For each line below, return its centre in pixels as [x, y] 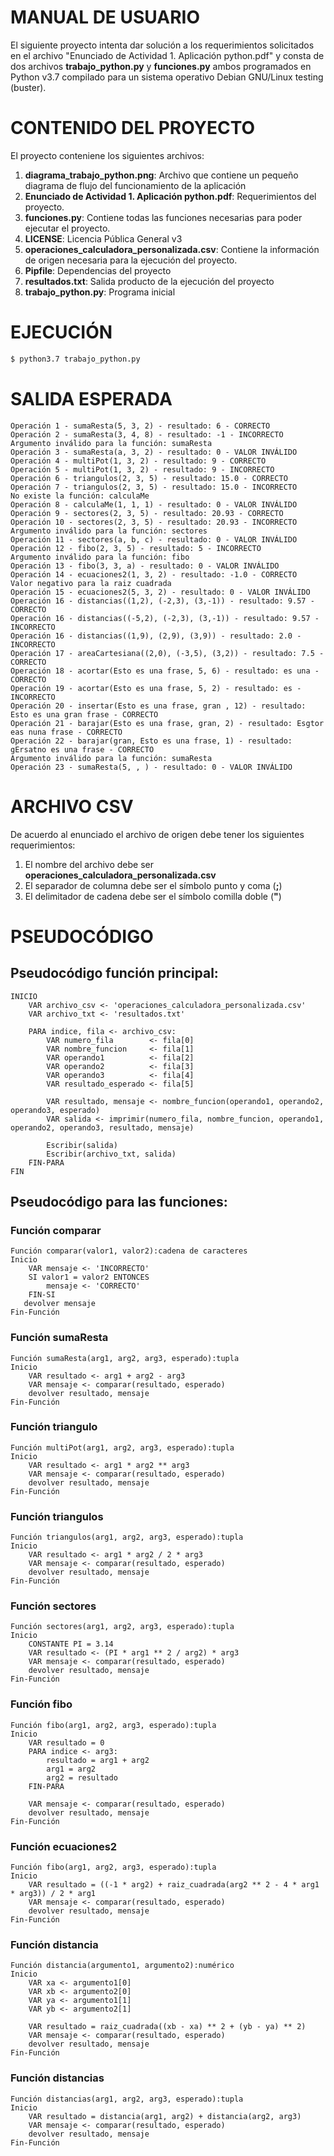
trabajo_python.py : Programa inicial [100, 292]
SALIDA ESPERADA [91, 398]
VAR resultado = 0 [66, 1742]
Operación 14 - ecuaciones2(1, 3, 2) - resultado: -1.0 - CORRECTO [154, 574]
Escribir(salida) [82, 1145]
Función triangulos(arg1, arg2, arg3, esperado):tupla [127, 1537]
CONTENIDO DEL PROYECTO [133, 128]
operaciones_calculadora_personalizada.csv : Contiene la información [172, 249]
